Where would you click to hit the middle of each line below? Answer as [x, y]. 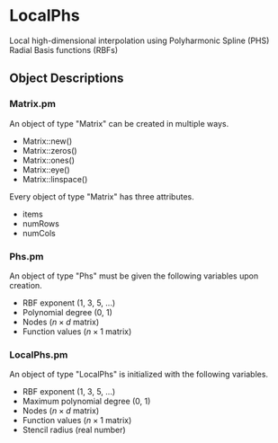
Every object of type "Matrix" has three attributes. [102, 196]
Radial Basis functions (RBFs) [64, 49]
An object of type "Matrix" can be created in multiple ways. [119, 123]
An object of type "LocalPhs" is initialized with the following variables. [139, 375]
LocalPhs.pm [39, 354]
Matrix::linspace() [55, 179]
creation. [26, 285]
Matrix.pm [33, 104]
